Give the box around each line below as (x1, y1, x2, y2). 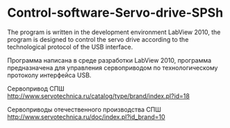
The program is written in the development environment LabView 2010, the (7, 28, 221, 36)
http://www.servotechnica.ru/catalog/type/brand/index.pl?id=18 (7, 92, 190, 100)
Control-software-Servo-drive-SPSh (7, 5, 224, 21)
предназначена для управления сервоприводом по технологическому (7, 63, 218, 72)
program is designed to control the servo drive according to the (7, 35, 189, 43)
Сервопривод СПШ (7, 84, 65, 93)
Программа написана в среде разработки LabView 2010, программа (7, 56, 212, 64)
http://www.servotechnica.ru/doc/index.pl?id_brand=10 (7, 113, 165, 121)
